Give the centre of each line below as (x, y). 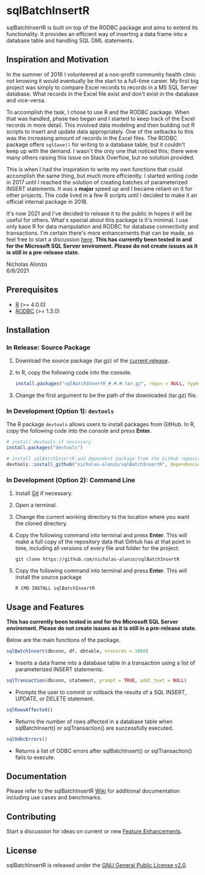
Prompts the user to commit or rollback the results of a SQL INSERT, (101, 692)
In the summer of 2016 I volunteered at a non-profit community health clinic (101, 74)
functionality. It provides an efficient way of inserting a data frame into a (97, 34)
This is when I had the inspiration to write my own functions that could (95, 169)
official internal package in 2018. (47, 201)
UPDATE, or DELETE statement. (55, 698)
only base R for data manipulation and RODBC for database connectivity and (103, 226)
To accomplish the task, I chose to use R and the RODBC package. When (98, 112)
